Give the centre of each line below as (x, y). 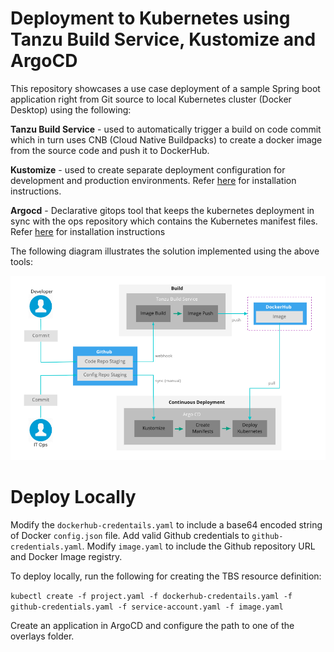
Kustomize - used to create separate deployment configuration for (148, 169)
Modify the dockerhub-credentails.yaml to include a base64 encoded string (166, 524)
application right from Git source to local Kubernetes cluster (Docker (151, 99)
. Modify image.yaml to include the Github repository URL (198, 546)
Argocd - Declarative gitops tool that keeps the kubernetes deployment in (162, 210)
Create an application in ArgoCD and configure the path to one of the (152, 625)
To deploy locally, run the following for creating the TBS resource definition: (166, 576)
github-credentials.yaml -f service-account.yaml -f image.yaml (147, 607)
